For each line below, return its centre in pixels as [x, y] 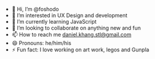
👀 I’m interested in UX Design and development [69, 15]
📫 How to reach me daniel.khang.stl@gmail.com [72, 35]
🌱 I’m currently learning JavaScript [54, 22]
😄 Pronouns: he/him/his [41, 43]
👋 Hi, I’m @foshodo [35, 9]
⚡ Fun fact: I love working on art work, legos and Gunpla [80, 50]
